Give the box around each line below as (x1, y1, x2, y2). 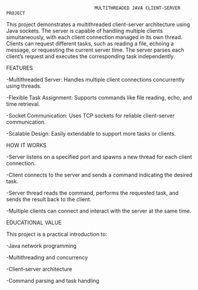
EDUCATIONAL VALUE (6, 219, 62, 226)
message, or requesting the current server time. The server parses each (6, 46, 184, 53)
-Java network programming (6, 243, 77, 249)
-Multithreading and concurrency (6, 254, 88, 261)
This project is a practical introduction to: (6, 231, 108, 238)
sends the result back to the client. (6, 196, 92, 203)
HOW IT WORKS (6, 142, 47, 149)
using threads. (6, 82, 42, 89)
